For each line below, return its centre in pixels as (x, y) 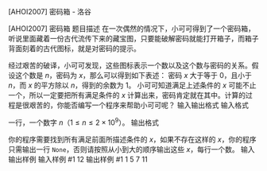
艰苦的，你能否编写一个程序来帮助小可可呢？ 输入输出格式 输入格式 (139, 105)
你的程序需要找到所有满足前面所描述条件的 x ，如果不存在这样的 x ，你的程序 (132, 139)
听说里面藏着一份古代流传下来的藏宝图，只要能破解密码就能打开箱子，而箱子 (133, 39)
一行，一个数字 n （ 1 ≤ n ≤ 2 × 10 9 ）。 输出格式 (83, 122)
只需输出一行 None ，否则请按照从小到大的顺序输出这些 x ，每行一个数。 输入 (132, 149)
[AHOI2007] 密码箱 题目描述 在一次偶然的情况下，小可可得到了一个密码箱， (132, 29)
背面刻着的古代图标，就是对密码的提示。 (74, 49)
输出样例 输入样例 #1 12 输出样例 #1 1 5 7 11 (78, 159)
